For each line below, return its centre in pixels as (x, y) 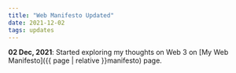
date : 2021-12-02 (37, 23)
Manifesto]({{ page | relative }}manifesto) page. (85, 60)
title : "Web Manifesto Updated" (61, 15)
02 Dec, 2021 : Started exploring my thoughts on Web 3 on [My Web (118, 53)
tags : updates (31, 30)
